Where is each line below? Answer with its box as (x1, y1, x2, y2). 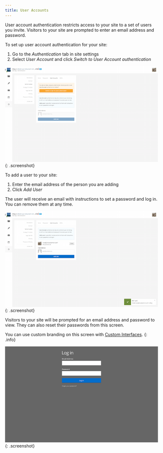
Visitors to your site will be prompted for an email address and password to (5, 317, 155, 323)
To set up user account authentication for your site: (5, 41, 108, 47)
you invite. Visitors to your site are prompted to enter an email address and (5, 27, 154, 33)
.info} (5, 337, 16, 343)
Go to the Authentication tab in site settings (12, 51, 99, 57)
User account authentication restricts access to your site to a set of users (5, 22, 152, 28)
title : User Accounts (5, 8, 49, 13)
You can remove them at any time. (5, 201, 74, 207)
